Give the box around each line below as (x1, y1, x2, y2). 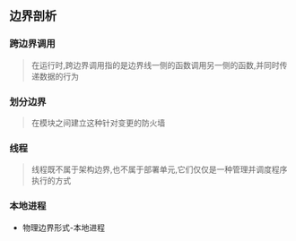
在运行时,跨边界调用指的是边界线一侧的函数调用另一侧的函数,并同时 (30, 59, 280, 70)
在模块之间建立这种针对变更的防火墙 (30, 117, 166, 128)
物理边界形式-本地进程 (22, 222, 106, 233)
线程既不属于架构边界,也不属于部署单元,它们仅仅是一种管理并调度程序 (30, 164, 288, 175)
